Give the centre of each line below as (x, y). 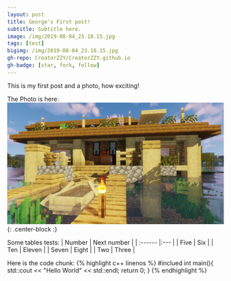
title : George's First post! (49, 22)
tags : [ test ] (26, 44)
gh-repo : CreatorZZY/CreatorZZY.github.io (69, 58)
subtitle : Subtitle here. (44, 29)
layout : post (26, 14)
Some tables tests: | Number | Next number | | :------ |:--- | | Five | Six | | (110, 243)
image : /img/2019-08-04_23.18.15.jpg (61, 36)
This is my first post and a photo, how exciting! (73, 85)
